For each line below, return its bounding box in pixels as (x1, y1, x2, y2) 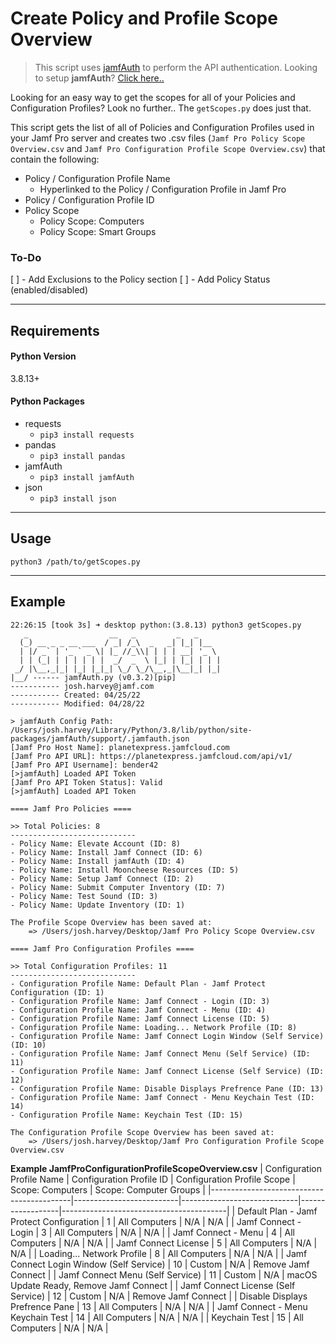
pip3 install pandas (39, 452, 126, 462)
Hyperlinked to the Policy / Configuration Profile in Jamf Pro (39, 183, 287, 195)
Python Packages (10, 395, 85, 407)
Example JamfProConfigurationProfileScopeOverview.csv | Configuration (10, 1162, 322, 1174)
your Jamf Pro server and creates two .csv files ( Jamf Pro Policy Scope (10, 132, 306, 144)
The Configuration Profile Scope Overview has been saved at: (10, 1127, 275, 1137)
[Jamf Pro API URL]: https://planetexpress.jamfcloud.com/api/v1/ (10, 751, 293, 761)
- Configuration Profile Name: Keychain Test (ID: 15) (10, 1110, 244, 1120)
